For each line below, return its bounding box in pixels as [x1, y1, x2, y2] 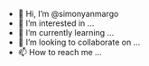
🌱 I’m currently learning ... [17, 28, 115, 37]
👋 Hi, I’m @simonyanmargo [17, 9, 119, 19]
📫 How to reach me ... [17, 47, 102, 57]
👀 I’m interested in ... [17, 18, 95, 29]
